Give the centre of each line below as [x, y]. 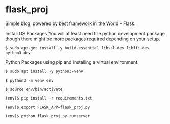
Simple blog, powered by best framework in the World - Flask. [70, 23]
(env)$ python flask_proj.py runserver [48, 116]
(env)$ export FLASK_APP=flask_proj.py [48, 107]
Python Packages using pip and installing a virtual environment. [72, 62]
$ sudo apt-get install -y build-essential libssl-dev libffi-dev [77, 48]
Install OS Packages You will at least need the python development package [85, 33]
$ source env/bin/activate [34, 89]
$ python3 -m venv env [29, 80]
